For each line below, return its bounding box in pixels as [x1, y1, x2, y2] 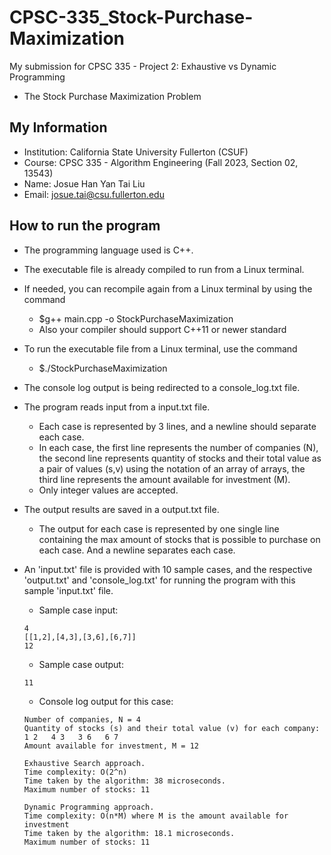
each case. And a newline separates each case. [38, 544, 236, 556]
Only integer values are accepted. [38, 484, 179, 496]
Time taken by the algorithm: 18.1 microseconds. [23, 828, 236, 838]
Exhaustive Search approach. [23, 758, 146, 768]
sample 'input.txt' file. [23, 584, 114, 596]
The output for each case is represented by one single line [38, 522, 280, 535]
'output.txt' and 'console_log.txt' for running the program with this [23, 574, 296, 586]
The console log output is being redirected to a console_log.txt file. [23, 381, 301, 393]
